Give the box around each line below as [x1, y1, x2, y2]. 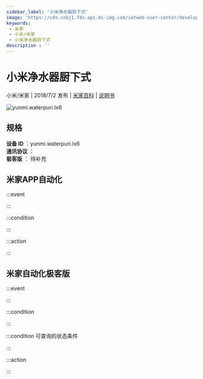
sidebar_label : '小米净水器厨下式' [6, 8, 89, 15]
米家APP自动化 [6, 175, 62, 185]
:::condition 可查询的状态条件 [6, 332, 79, 340]
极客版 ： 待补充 [6, 155, 47, 162]
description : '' [6, 43, 50, 49]
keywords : [6, 20, 31, 26]
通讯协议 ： [6, 147, 34, 155]
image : [6, 15, 23, 21]
